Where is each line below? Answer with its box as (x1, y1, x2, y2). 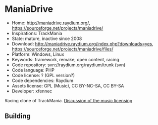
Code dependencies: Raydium (11, 78, 74, 83)
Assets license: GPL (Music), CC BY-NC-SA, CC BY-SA (11, 83, 124, 88)
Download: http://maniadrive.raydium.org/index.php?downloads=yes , (11, 41, 154, 46)
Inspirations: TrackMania (11, 30, 62, 36)
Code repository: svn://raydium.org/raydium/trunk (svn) (11, 62, 126, 68)
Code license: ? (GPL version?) (11, 72, 75, 78)
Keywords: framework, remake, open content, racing (11, 56, 119, 62)
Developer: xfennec (11, 88, 53, 94)
